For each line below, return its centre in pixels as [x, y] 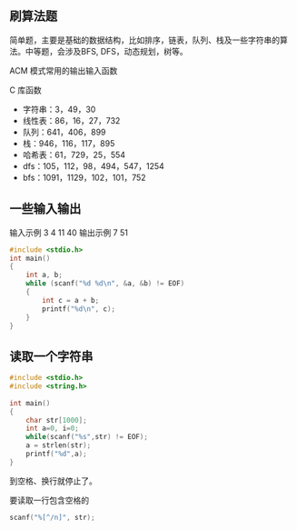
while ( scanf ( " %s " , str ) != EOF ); [87, 437]
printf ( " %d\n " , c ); [79, 309]
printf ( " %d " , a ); [57, 454]
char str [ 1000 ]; [57, 420]
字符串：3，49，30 [59, 109]
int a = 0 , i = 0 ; [52, 429]
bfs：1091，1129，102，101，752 [84, 177]
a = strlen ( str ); [59, 445]
